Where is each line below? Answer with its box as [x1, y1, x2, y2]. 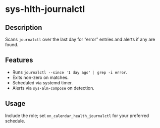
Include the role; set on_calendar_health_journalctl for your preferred [5, 113, 149, 119]
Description [5, 23, 42, 32]
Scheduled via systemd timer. [12, 79, 73, 85]
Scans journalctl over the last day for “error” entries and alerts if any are [5, 36, 155, 42]
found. [5, 42, 19, 48]
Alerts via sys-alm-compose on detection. [12, 85, 95, 91]
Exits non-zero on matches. [12, 74, 69, 80]
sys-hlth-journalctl [5, 3, 85, 15]
